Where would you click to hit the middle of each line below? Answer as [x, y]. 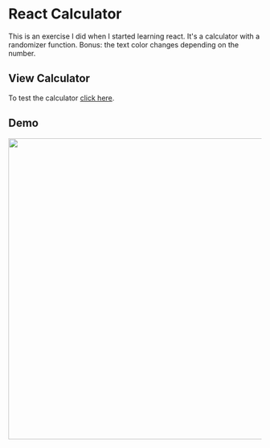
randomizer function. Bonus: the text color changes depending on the [124, 44]
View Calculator [49, 78]
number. [22, 53]
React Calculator [65, 14]
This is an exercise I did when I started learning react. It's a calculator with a [134, 36]
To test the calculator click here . [61, 98]
